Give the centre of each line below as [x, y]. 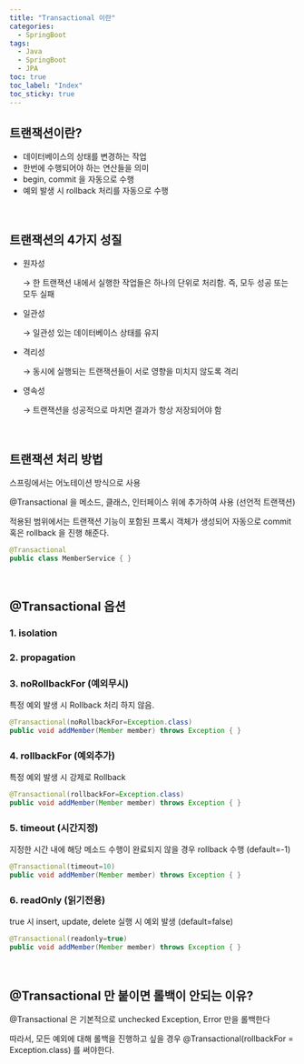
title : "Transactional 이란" [63, 18]
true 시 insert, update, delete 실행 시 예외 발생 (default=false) [122, 922]
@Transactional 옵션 [68, 607]
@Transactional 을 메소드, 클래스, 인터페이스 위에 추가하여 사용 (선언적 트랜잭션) [152, 502]
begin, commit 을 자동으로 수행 [78, 179]
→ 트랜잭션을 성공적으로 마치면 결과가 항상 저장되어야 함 [122, 410]
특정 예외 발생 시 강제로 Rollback [68, 778]
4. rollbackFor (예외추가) [62, 756]
